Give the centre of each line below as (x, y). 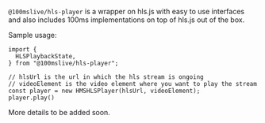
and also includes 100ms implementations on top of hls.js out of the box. (127, 20)
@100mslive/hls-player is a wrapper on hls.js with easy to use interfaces (126, 11)
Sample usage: (33, 35)
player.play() (32, 98)
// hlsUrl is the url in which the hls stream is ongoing (106, 77)
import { (23, 50)
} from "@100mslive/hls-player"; (63, 63)
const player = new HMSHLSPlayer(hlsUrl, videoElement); (104, 91)
